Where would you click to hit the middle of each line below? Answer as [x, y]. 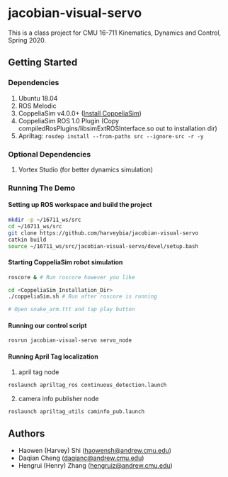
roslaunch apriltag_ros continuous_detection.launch [87, 385]
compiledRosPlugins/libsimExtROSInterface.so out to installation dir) [118, 128]
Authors [27, 433]
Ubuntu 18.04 [38, 98]
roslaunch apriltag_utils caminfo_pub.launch [76, 412]
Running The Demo [42, 188]
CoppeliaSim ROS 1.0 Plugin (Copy [69, 120]
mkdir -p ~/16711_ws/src [45, 220]
